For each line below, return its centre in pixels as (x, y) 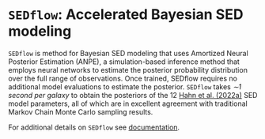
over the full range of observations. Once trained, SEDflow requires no (123, 78)
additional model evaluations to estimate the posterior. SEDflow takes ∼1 (125, 86)
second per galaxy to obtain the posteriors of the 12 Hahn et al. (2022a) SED (133, 95)
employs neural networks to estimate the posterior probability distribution (128, 69)
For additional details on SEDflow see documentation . (94, 127)
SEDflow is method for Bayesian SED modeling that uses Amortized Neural (129, 53)
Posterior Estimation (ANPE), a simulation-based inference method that (124, 62)
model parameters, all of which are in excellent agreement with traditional (128, 103)
